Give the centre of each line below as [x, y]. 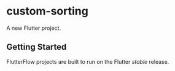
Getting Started [37, 47]
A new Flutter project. [34, 28]
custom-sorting [48, 11]
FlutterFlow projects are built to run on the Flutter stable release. [88, 61]
